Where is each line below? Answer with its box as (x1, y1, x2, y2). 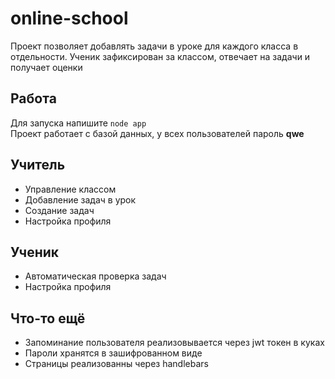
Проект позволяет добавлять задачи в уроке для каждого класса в (10, 40, 299, 52)
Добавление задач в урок (24, 193, 137, 206)
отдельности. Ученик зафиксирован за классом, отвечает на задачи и (10, 50, 311, 62)
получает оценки (10, 61, 83, 73)
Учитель (10, 157, 66, 174)
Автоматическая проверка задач (24, 270, 167, 282)
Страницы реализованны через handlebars (24, 358, 209, 370)
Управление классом (24, 183, 117, 195)
